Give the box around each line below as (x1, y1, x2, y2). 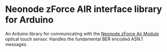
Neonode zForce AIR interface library (5, 3, 162, 15)
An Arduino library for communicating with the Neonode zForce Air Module (5, 30, 159, 36)
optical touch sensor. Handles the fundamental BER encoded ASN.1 (5, 36, 143, 42)
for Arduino (5, 14, 54, 25)
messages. (5, 41, 28, 47)
